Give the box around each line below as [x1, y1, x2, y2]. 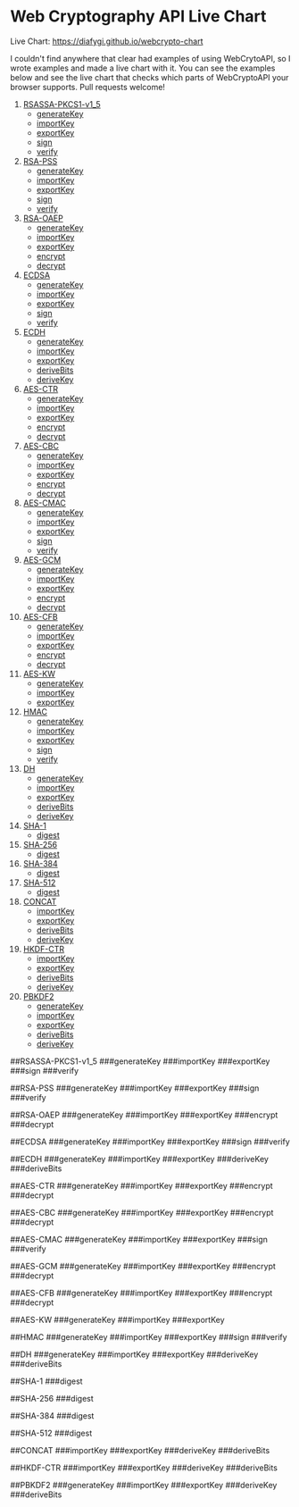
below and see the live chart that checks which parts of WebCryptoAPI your [10, 71, 289, 82]
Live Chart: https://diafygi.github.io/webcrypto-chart [10, 36, 203, 46]
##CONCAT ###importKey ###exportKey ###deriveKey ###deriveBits [10, 1444, 270, 1455]
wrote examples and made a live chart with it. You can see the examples [10, 63, 276, 73]
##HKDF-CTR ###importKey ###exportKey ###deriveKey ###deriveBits [10, 1462, 278, 1473]
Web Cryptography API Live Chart [10, 6, 267, 27]
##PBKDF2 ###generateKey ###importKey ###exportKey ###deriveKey [10, 1479, 278, 1490]
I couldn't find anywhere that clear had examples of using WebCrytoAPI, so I [10, 53, 291, 63]
